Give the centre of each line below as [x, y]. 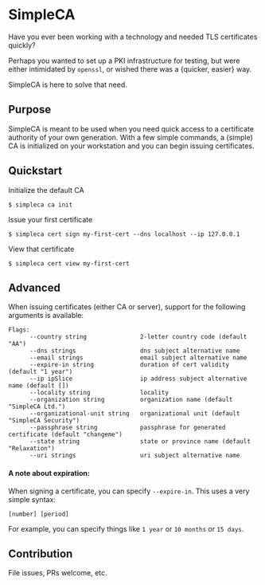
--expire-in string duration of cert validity [129, 365]
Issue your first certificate [51, 219]
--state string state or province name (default [140, 442]
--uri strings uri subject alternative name [134, 456]
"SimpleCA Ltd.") [37, 407]
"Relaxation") [32, 449]
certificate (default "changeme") [66, 435]
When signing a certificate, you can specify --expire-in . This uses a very [129, 491]
